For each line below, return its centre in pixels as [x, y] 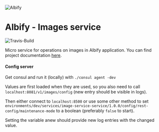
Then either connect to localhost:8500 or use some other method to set [77, 101]
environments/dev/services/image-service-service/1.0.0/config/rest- [77, 106]
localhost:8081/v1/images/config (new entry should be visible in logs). [76, 92]
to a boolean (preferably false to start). [95, 111]
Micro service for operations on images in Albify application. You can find [78, 50]
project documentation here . [33, 55]
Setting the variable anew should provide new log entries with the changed [80, 120]
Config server [19, 66]
